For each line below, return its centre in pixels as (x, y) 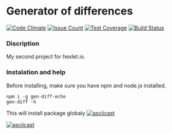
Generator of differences (70, 11)
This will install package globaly (46, 113)
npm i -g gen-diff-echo (36, 97)
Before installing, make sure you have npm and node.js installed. (86, 85)
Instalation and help (36, 72)
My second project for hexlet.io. (46, 57)
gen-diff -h (21, 102)
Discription (23, 43)
